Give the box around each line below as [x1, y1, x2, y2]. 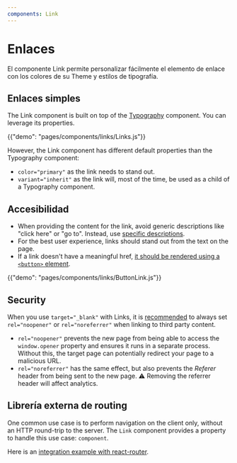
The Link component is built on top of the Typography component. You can [7, 111, 226, 120]
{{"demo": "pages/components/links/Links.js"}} [7, 133, 146, 141]
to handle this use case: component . [7, 433, 109, 442]
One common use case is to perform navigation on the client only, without [7, 418, 223, 427]
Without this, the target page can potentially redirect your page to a [17, 349, 214, 357]
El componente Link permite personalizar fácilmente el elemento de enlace [7, 65, 225, 73]
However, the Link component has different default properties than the [7, 146, 213, 155]
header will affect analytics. [17, 379, 98, 387]
